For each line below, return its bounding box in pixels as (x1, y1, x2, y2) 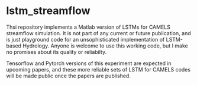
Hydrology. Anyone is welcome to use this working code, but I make (22, 42, 188, 49)
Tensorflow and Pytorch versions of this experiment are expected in (6, 60, 172, 67)
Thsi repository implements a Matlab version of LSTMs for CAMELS (6, 23, 170, 30)
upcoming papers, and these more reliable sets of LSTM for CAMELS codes (6, 66, 191, 73)
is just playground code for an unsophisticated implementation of (6, 36, 165, 43)
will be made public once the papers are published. (6, 72, 131, 79)
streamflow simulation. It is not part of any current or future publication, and (6, 29, 191, 36)
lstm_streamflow (6, 4, 91, 18)
